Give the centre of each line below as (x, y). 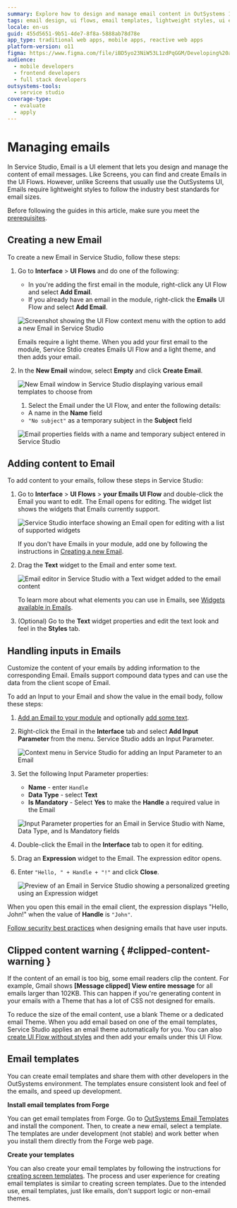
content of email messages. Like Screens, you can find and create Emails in (117, 174)
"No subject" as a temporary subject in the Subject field (110, 420)
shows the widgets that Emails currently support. (89, 509)
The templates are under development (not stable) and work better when (113, 1133)
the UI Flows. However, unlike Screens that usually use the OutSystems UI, (116, 181)
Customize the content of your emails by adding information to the (104, 668)
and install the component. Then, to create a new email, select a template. (115, 1125)
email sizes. (24, 197)
